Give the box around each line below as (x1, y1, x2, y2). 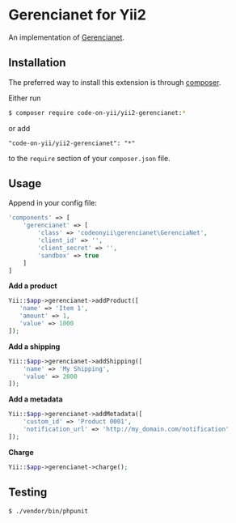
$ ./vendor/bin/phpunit (8, 507, 89, 515)
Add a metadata (8, 394, 63, 404)
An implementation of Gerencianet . (8, 32, 125, 42)
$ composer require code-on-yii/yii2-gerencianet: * (8, 108, 186, 117)
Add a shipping (8, 342, 61, 351)
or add (8, 123, 31, 133)
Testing (8, 486, 48, 500)
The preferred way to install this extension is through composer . (8, 77, 221, 87)
